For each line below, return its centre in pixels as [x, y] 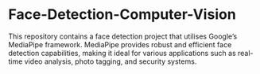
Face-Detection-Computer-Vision [122, 15]
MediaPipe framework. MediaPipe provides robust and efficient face [120, 44]
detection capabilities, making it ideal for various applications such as [122, 53]
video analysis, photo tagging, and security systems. [111, 61]
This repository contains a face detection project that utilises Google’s [123, 36]
